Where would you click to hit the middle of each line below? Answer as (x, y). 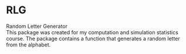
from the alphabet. (28, 45)
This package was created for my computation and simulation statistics (92, 32)
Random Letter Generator (37, 26)
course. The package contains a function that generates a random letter (93, 38)
